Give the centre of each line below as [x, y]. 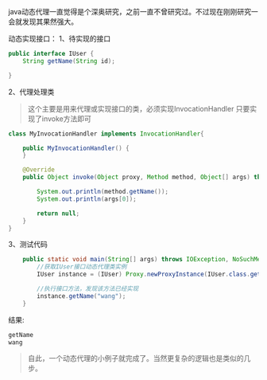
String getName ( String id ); [69, 61]
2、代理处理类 [31, 92]
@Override [39, 170]
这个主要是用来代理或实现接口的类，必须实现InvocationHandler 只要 [139, 108]
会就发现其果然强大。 [43, 22]
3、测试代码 [28, 245]
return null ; [58, 214]
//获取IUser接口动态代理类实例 [82, 267]
